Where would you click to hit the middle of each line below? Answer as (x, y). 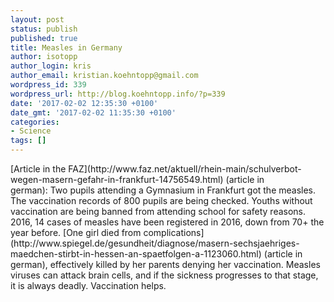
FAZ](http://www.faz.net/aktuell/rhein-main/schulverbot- (185, 169)
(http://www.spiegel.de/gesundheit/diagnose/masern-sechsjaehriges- (155, 243)
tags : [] (28, 141)
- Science (31, 131)
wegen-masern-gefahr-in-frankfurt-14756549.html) (117, 179)
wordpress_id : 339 (48, 85)
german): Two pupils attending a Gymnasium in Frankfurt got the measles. (163, 190)
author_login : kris (51, 66)
